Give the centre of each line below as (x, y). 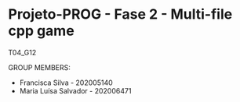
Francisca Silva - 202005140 (66, 83)
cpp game (41, 31)
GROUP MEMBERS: (39, 67)
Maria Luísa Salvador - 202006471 (75, 90)
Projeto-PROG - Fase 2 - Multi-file (120, 14)
